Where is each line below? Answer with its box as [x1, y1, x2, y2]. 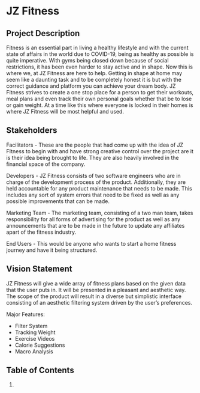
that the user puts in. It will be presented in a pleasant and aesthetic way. [6, 286, 186, 293]
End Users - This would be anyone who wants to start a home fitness [6, 240, 177, 247]
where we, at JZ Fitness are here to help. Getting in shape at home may [6, 70, 183, 76]
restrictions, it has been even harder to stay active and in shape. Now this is [6, 63, 193, 70]
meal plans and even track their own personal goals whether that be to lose [6, 95, 192, 102]
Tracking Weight [14, 329, 56, 336]
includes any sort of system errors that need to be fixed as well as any [6, 191, 180, 198]
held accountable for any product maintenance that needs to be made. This [6, 184, 193, 192]
